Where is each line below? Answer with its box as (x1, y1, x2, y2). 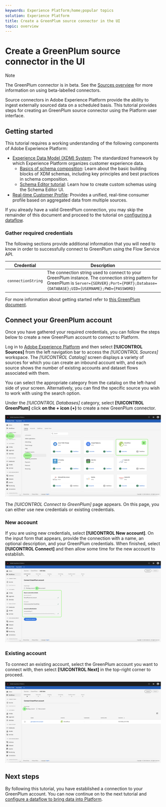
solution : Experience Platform (5, 13, 70, 18)
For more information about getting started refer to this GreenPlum (5, 296, 140, 302)
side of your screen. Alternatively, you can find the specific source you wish (5, 385, 160, 391)
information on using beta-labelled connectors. (5, 87, 101, 94)
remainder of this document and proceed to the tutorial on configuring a (5, 212, 152, 218)
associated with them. (5, 370, 50, 376)
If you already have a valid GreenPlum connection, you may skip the (5, 207, 143, 212)
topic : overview (5, 24, 39, 29)
